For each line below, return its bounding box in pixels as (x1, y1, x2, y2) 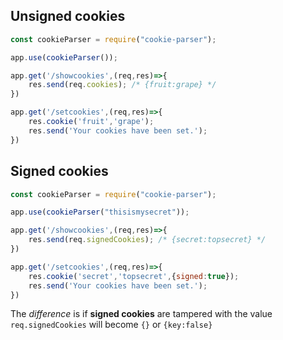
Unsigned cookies (10, 8, 126, 25)
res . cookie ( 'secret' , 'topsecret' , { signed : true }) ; (28, 271, 240, 281)
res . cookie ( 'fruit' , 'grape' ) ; (28, 117, 155, 127)
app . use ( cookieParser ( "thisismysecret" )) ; (10, 207, 190, 218)
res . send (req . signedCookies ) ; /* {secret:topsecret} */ (28, 235, 267, 245)
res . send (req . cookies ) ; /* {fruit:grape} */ (28, 80, 217, 90)
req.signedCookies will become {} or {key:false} (10, 319, 213, 331)
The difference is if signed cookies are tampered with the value (10, 308, 273, 320)
